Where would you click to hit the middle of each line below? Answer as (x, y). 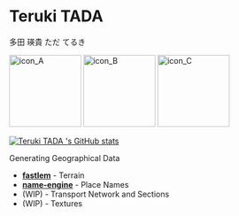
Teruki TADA (56, 16)
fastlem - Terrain (53, 175)
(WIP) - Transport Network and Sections (96, 194)
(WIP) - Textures (52, 203)
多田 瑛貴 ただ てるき (47, 42)
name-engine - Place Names (75, 184)
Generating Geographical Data (65, 158)
